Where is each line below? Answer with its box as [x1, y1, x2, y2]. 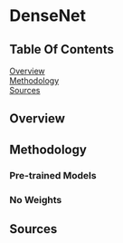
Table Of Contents [9, 42, 115, 57]
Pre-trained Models [9, 169, 97, 181]
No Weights [9, 193, 62, 206]
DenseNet [9, 5, 86, 26]
